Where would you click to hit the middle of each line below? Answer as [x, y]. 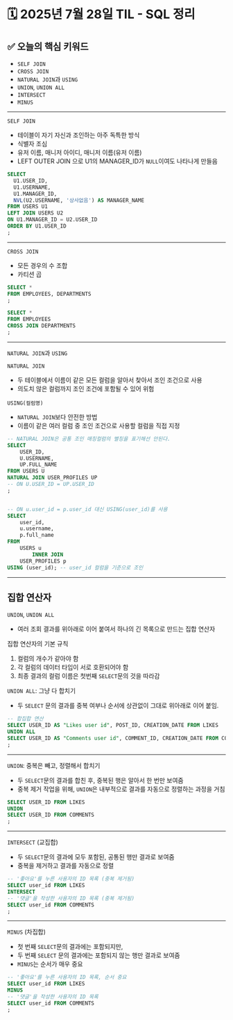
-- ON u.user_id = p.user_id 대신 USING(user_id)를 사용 [87, 509]
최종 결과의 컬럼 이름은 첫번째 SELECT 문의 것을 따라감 [88, 676]
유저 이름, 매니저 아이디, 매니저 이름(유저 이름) [79, 152]
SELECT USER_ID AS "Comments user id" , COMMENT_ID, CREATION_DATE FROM [113, 738]
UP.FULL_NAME [38, 465]
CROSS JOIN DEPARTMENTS [42, 326]
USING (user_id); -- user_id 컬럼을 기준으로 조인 [75, 567]
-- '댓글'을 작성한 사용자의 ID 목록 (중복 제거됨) [71, 898]
